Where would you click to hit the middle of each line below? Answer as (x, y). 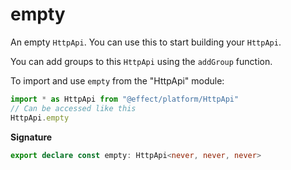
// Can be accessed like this (73, 108)
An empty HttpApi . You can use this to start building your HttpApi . (146, 42)
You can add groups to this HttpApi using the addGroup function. (141, 61)
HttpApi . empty (40, 118)
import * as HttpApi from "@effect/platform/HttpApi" (125, 99)
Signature (31, 137)
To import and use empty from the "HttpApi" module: (117, 80)
